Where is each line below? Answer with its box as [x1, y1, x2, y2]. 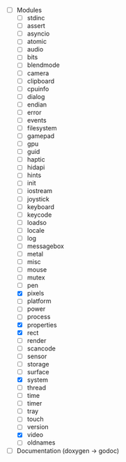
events [26, 116, 47, 124]
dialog [26, 92, 45, 100]
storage [26, 360, 49, 368]
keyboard [26, 202, 55, 211]
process [26, 313, 51, 321]
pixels [26, 289, 45, 298]
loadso [26, 218, 47, 226]
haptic [26, 155, 46, 164]
